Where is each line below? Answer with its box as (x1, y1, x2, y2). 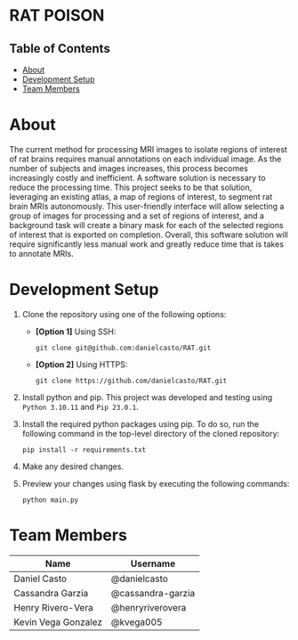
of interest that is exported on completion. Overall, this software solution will (9, 229, 289, 240)
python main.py (21, 496, 79, 505)
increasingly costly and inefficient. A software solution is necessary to (9, 172, 266, 183)
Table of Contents (9, 41, 111, 56)
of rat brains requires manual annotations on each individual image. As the (9, 153, 282, 164)
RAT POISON (9, 5, 105, 26)
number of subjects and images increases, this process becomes (9, 162, 249, 174)
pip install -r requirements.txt (21, 445, 147, 455)
